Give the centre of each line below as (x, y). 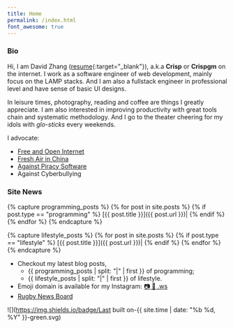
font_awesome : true (36, 27)
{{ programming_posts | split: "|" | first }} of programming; (111, 271)
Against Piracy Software (52, 166)
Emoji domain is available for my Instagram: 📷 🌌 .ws (92, 286)
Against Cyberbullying (49, 173)
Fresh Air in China (43, 158)
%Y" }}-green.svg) (34, 317)
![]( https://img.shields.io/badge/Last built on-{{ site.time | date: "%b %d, (112, 310)
